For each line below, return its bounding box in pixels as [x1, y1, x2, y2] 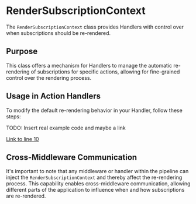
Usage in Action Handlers [6, 92, 101, 101]
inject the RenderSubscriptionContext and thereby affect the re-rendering [6, 174, 183, 181]
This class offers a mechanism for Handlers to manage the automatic [6, 62, 173, 69]
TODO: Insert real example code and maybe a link [6, 124, 126, 131]
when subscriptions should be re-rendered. [6, 29, 111, 36]
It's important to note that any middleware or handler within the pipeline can [6, 168, 189, 175]
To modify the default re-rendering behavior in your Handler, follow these [6, 107, 183, 114]
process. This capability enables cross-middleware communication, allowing [6, 180, 191, 187]
